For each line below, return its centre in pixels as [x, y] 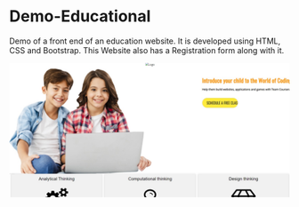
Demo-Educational [80, 16]
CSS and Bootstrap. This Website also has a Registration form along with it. [147, 50]
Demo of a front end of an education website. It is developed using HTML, [145, 41]
